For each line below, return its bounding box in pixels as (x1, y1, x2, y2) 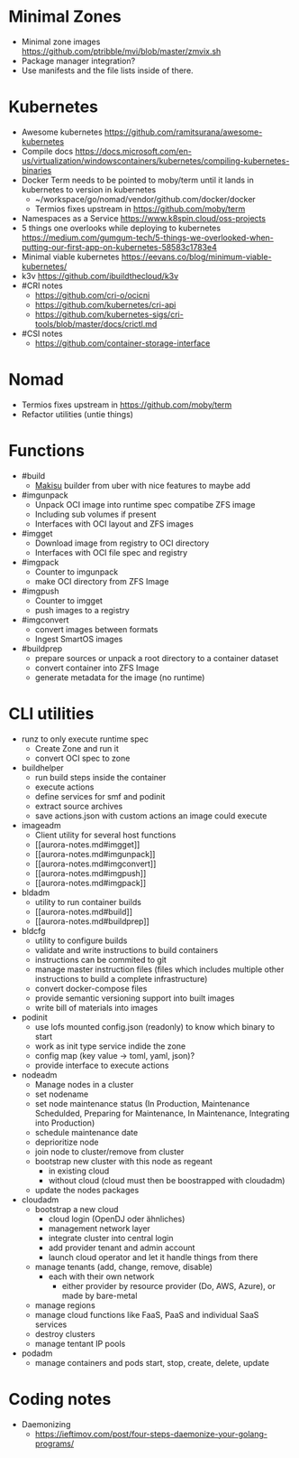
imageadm (21, 819, 61, 830)
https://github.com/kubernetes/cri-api (34, 299, 177, 310)
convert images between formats (34, 623, 159, 634)
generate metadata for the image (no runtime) (34, 671, 205, 683)
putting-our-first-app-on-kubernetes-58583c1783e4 (21, 241, 217, 252)
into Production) (34, 1117, 95, 1128)
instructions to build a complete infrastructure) (34, 973, 208, 984)
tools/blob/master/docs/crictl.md (34, 318, 158, 329)
